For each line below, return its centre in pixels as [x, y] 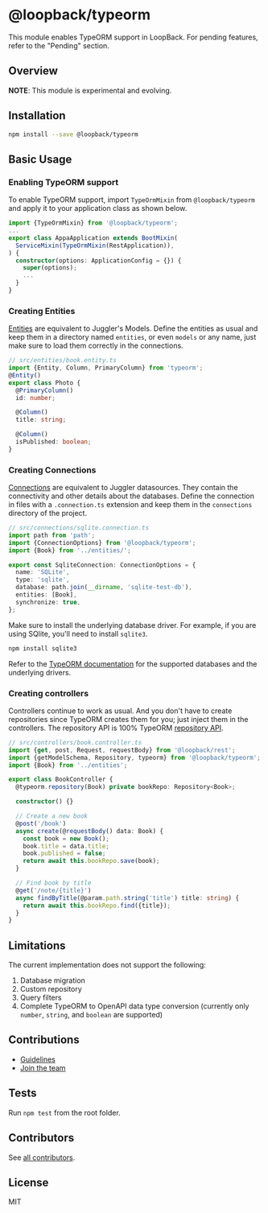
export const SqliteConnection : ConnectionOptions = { [102, 565]
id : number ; [36, 398]
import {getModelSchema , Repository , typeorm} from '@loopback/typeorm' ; [135, 757]
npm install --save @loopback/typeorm [73, 134]
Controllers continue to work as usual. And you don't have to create [120, 711]
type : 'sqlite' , [43, 580]
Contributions [44, 1040]
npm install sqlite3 [43, 648]
